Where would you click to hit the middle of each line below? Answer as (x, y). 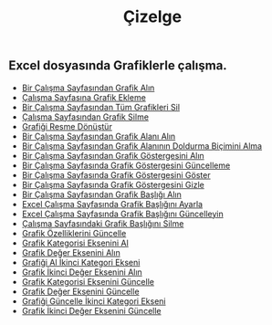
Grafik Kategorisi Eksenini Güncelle (88, 281)
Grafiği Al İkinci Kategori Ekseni (81, 262)
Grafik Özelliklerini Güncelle (74, 233)
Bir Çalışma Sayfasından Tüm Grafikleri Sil (100, 107)
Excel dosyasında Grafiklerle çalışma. (118, 66)
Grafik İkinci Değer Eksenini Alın (82, 272)
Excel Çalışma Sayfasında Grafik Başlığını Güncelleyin (123, 214)
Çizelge (152, 17)
